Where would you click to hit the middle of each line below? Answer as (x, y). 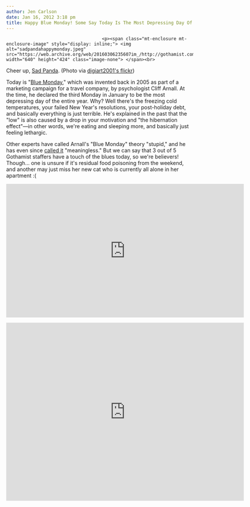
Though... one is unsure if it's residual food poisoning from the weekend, (95, 163)
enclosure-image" (28, 44)
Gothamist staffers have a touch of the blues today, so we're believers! (93, 157)
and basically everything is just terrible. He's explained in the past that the (97, 114)
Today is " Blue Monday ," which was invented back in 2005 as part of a (93, 82)
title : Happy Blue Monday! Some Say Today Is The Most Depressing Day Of (99, 23)
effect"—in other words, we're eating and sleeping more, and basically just (97, 126)
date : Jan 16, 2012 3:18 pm (41, 17)
